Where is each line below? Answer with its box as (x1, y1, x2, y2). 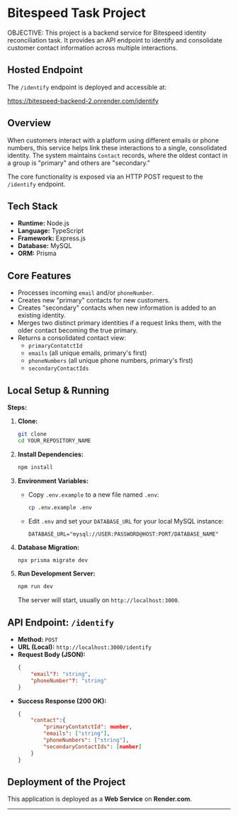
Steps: (7, 403, 27, 412)
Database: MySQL (17, 242, 72, 250)
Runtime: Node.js (17, 219, 69, 227)
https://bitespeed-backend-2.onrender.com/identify (7, 96, 159, 105)
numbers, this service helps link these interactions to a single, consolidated (7, 143, 227, 152)
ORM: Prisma (17, 249, 57, 258)
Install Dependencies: (17, 450, 84, 458)
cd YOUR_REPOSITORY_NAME (17, 437, 91, 444)
